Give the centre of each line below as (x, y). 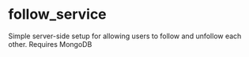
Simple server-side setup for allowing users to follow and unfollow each (125, 36)
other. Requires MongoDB (50, 44)
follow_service (57, 14)
